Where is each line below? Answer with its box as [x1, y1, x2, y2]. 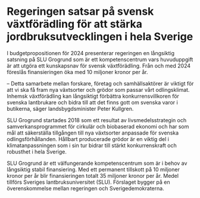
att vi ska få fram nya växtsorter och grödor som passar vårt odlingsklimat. [7, 86, 190, 93]
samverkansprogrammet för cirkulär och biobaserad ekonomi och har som [7, 123, 189, 130]
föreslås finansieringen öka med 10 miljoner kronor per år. [7, 68, 148, 75]
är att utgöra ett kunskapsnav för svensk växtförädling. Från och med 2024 [7, 62, 191, 69]
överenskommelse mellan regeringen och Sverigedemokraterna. [7, 184, 164, 191]
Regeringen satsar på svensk [7, 5, 154, 18]
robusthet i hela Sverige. [7, 148, 67, 155]
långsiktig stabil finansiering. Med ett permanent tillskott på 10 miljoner [7, 165, 180, 173]
